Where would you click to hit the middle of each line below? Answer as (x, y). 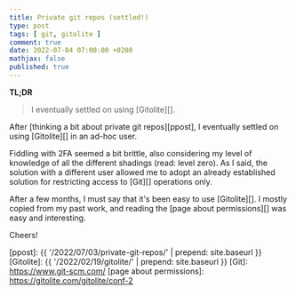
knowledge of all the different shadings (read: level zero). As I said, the (139, 163)
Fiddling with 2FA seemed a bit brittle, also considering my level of (131, 153)
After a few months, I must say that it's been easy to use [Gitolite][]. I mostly (148, 199)
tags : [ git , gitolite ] (55, 34)
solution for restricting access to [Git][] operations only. (111, 181)
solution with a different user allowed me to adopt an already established (142, 172)
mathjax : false (37, 59)
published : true (39, 68)
